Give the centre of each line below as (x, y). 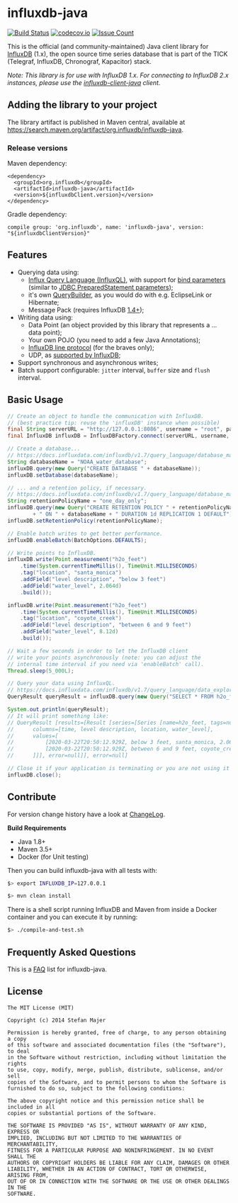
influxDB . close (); (34, 775)
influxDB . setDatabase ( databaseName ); (63, 475)
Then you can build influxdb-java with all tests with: (83, 870)
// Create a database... (44, 449)
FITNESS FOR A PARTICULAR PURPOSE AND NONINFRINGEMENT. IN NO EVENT (110, 1150)
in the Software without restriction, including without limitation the (117, 1057)
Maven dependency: (37, 164)
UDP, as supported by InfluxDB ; (74, 355)
